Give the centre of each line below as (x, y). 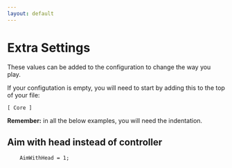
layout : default (30, 13)
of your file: (24, 95)
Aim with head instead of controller (85, 142)
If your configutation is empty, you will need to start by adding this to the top (116, 88)
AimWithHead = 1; (45, 158)
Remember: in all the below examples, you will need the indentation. (105, 120)
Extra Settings (49, 47)
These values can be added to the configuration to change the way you (109, 67)
